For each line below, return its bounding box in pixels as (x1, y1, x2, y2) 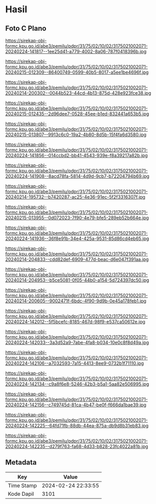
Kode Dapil (8, 490, 34, 497)
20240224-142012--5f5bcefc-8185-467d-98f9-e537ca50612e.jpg (5, 319, 146, 324)
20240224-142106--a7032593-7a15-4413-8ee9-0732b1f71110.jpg (5, 360, 144, 366)
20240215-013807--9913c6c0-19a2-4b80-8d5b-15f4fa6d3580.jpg (5, 132, 147, 138)
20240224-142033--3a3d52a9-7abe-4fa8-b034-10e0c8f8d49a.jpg (5, 339, 149, 345)
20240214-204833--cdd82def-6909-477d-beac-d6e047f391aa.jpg (5, 256, 149, 262)
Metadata (5, 458, 37, 467)
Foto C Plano (5, 24, 47, 33)
